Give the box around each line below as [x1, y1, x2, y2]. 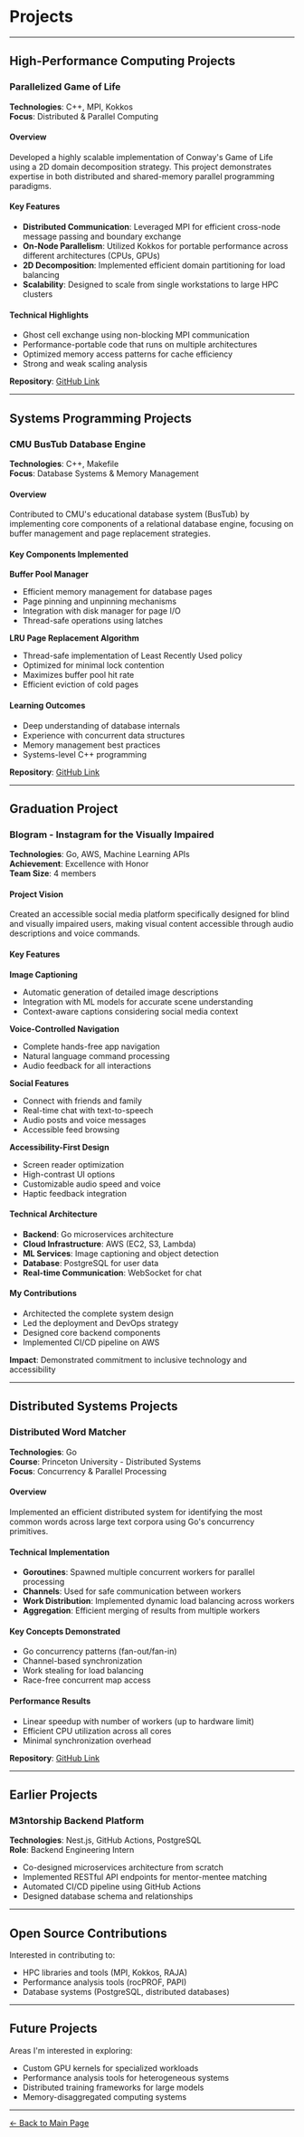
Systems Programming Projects [9, 410, 193, 426]
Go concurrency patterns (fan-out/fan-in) [22, 1646, 178, 1657]
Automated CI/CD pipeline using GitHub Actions [22, 1881, 202, 1893]
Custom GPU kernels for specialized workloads [22, 2062, 199, 2074]
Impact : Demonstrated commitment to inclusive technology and [9, 1355, 247, 1366]
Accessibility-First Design [9, 1141, 110, 1152]
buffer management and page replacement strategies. [9, 528, 211, 539]
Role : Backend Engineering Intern [9, 1845, 135, 1856]
